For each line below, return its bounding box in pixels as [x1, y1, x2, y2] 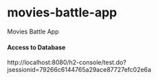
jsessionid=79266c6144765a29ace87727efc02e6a [7, 66, 152, 74]
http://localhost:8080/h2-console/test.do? [7, 58, 127, 66]
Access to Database [7, 43, 66, 51]
